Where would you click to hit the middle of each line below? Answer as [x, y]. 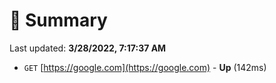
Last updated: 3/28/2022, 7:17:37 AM [88, 48]
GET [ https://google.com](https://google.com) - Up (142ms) [145, 67]
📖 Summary [58, 20]
